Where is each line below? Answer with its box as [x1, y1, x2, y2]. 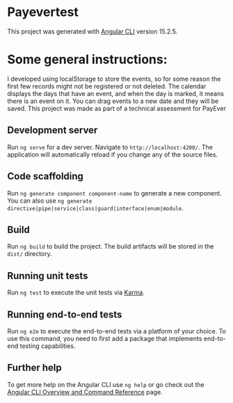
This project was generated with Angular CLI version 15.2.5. [7, 27, 178, 35]
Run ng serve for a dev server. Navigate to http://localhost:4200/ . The [7, 143, 214, 151]
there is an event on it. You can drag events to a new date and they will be [7, 97, 219, 105]
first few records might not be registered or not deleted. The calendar [7, 81, 207, 90]
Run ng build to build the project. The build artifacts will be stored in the [7, 242, 214, 251]
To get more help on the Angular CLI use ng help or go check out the [7, 380, 204, 388]
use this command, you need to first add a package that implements [7, 334, 202, 342]
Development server [7, 125, 98, 136]
